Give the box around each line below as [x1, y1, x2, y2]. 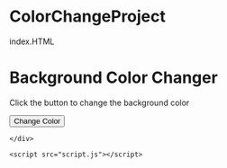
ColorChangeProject [9, 6, 167, 27]
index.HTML [9, 36, 55, 47]
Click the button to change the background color [9, 97, 190, 108]
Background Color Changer [9, 67, 218, 88]
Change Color [14, 116, 61, 126]
